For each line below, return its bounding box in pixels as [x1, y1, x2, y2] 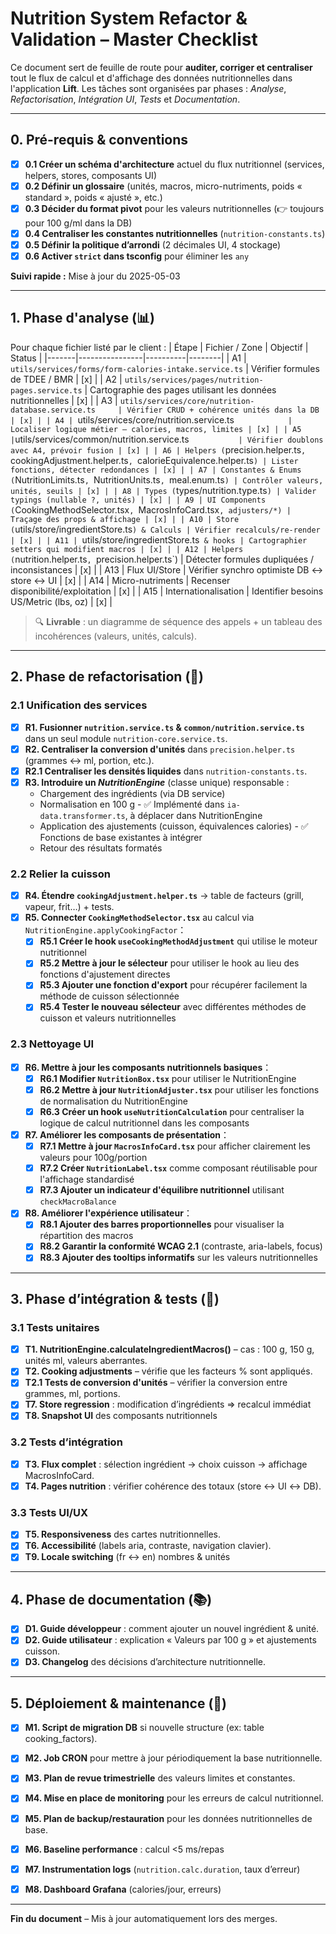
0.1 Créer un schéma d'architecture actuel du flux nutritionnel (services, [24, 158, 325, 170]
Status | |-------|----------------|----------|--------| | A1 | [10, 352, 247, 364]
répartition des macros [39, 1230, 134, 1242]
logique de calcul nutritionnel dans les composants [39, 1117, 250, 1129]
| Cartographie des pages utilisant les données [84, 383, 277, 396]
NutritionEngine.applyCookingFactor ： [24, 924, 187, 936]
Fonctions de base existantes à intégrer [39, 831, 203, 843]
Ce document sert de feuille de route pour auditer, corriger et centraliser [10, 61, 313, 73]
